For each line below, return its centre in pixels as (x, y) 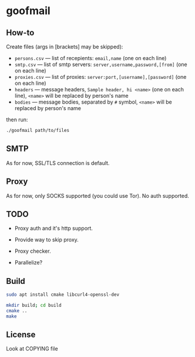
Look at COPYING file (32, 349)
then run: (17, 120)
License (21, 335)
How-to (20, 33)
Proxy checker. (33, 251)
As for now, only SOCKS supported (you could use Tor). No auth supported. (98, 196)
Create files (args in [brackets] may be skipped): (65, 47)
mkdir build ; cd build (34, 305)
